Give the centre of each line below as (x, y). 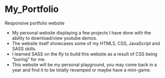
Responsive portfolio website (35, 23)
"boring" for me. (29, 59)
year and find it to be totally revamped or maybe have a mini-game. (81, 70)
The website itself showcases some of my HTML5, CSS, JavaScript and (86, 43)
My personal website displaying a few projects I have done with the (81, 32)
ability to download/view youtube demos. (54, 38)
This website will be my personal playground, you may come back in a (85, 64)
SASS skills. (24, 48)
